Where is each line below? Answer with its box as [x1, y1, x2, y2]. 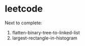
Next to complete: [5, 20, 43, 26]
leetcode [5, 3, 43, 15]
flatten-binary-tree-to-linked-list [12, 29, 80, 35]
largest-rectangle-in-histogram [12, 35, 77, 41]
